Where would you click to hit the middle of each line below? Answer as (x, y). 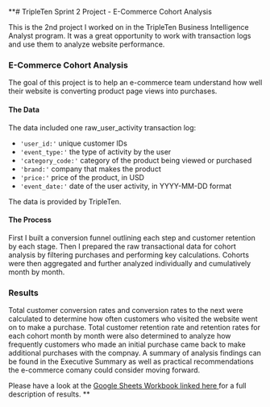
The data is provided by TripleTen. (65, 201)
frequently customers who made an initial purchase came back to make (127, 344)
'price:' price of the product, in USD (82, 177)
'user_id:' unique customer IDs (73, 143)
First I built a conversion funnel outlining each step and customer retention (132, 237)
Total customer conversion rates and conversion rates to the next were (126, 310)
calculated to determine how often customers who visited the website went (133, 319)
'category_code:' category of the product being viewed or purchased (136, 160)
